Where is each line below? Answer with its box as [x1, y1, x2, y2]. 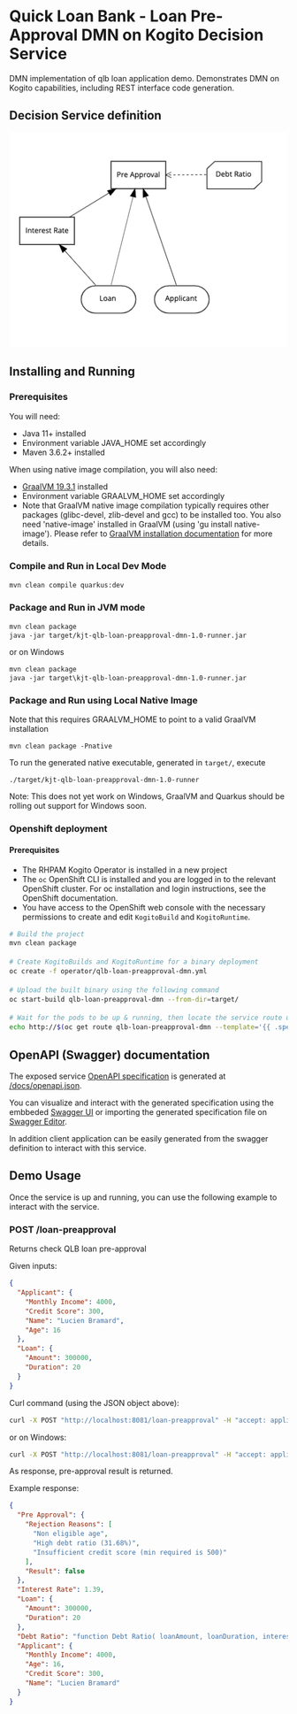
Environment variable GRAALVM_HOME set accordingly [21, 490, 225, 501]
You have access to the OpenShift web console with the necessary [21, 902, 266, 912]
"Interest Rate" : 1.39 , [17, 1586, 104, 1595]
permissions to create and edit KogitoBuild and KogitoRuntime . [21, 911, 251, 922]
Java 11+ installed [21, 427, 87, 439]
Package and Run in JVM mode [9, 601, 146, 613]
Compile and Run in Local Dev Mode [9, 559, 167, 572]
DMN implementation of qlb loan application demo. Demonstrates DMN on [9, 73, 280, 83]
